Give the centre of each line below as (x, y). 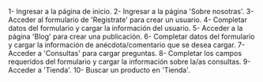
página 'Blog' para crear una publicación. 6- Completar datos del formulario (131, 36)
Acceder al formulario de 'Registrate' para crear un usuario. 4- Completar (128, 20)
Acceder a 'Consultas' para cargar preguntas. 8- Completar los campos (125, 53)
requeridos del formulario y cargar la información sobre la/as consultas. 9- (130, 61)
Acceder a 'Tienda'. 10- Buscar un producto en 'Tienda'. (100, 70)
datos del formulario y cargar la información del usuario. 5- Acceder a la (126, 28)
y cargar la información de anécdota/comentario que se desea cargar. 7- (127, 45)
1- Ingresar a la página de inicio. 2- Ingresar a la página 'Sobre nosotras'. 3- (131, 11)
